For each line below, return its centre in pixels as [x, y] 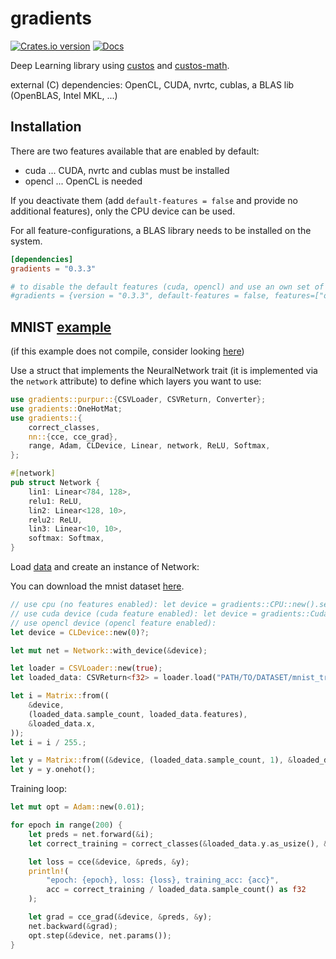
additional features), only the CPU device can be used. [123, 211]
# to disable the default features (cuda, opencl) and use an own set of [167, 287]
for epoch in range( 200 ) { [66, 825]
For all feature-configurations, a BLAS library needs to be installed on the [161, 230]
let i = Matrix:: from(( [60, 696]
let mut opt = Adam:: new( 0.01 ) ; [77, 807]
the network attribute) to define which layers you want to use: [136, 381]
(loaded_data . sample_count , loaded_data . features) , [138, 714]
